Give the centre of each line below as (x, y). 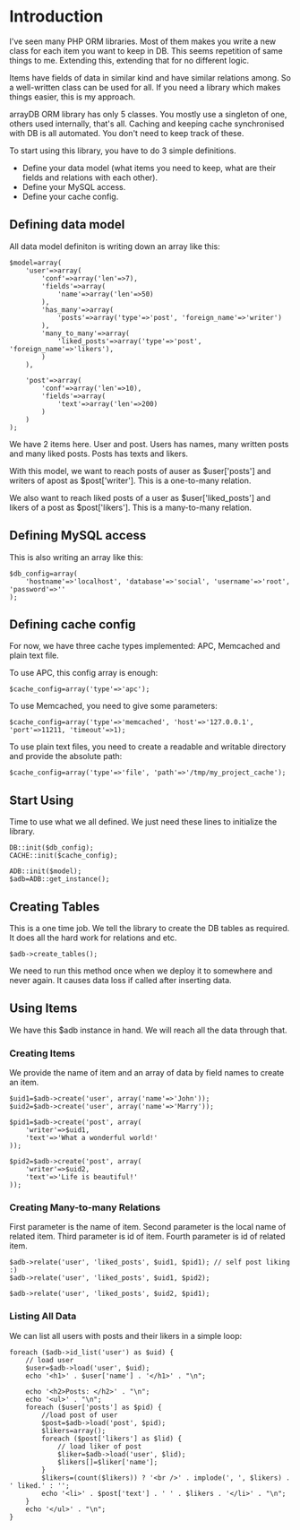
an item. (24, 1083)
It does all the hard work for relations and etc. (93, 938)
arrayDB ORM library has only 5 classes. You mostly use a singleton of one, (148, 114)
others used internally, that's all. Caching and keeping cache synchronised (147, 124)
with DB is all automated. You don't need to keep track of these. (127, 133)
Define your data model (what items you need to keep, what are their (149, 168)
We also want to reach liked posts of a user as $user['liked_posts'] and (140, 497)
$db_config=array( (43, 574)
